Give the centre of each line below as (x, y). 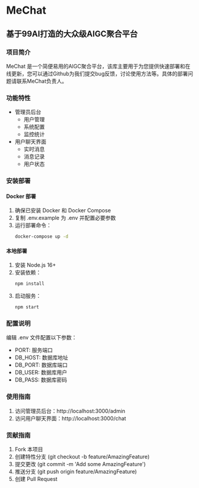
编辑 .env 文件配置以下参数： (42, 338)
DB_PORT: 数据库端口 (41, 365)
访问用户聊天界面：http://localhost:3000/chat (70, 418)
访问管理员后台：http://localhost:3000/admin (70, 411)
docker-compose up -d (41, 237)
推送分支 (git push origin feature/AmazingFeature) (76, 472)
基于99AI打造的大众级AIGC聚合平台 (72, 34)
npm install (29, 284)
